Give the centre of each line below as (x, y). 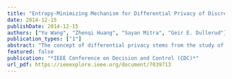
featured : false (30, 52)
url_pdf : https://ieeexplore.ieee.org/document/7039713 (89, 65)
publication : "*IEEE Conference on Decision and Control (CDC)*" (103, 58)
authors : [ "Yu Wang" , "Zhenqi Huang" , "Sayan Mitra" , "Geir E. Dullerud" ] (117, 33)
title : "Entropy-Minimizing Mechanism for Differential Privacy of (106, 13)
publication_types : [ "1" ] (44, 39)
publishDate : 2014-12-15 (43, 26)
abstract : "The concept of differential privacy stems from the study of (116, 45)
